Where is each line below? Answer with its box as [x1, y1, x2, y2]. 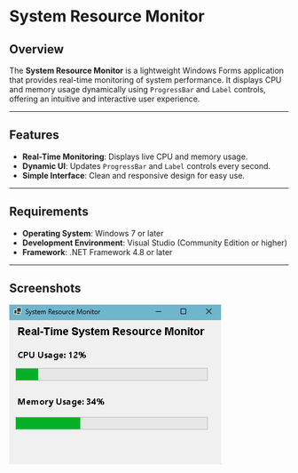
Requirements [9, 204, 89, 220]
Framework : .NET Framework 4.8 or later [21, 246, 173, 257]
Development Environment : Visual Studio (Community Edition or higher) [21, 237, 288, 248]
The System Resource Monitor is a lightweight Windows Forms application [9, 65, 285, 76]
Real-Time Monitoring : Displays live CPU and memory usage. [21, 151, 248, 162]
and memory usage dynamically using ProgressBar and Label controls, [9, 84, 266, 94]
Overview [9, 42, 65, 57]
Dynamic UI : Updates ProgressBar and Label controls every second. [21, 160, 271, 171]
